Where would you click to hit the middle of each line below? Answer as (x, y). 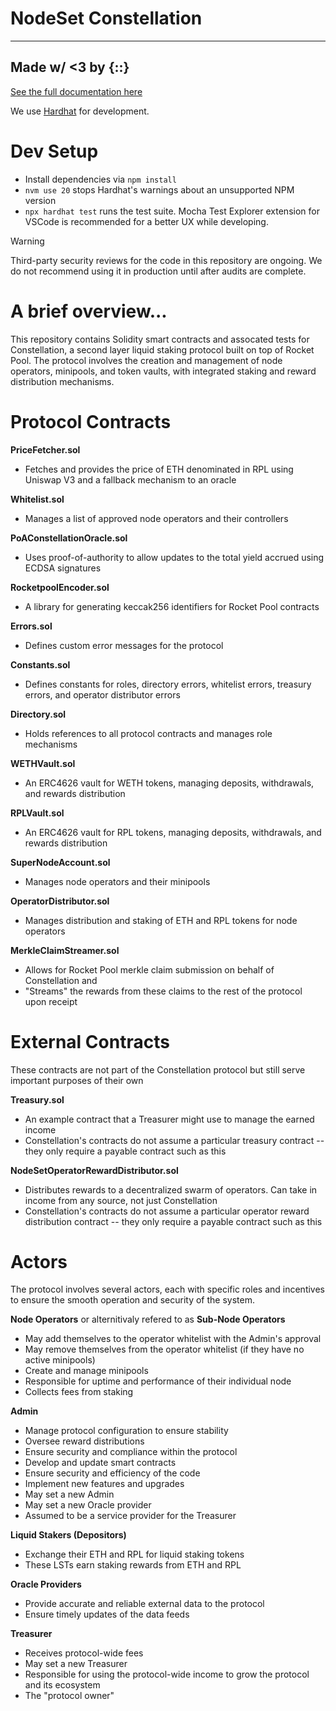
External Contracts (90, 1041)
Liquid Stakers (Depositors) (68, 1535)
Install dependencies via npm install (100, 179)
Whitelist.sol (37, 499)
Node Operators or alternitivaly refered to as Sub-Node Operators (148, 1319)
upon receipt (51, 1001)
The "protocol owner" (69, 1696)
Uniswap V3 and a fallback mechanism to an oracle (130, 479)
